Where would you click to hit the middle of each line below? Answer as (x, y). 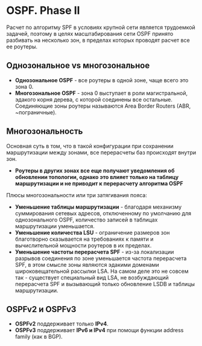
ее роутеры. (22, 47)
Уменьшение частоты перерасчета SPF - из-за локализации (94, 252)
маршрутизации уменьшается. (55, 226)
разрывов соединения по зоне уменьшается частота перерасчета (101, 258)
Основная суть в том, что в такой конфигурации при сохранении (90, 146)
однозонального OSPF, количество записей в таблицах (86, 220)
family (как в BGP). (39, 337)
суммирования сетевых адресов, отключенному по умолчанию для (103, 213)
